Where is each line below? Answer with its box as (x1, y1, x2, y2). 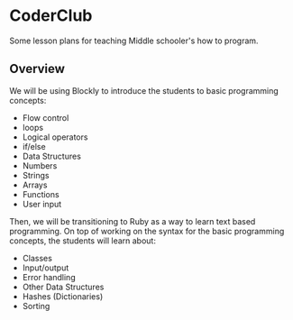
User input (22, 198, 62, 209)
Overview (9, 61, 66, 77)
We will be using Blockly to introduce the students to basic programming (9, 85, 279, 96)
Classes (22, 252, 52, 263)
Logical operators (22, 132, 88, 142)
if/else (22, 141, 47, 151)
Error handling (22, 271, 76, 282)
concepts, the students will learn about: (9, 235, 156, 246)
